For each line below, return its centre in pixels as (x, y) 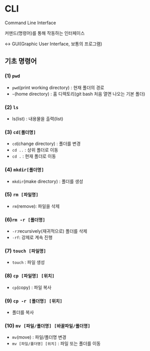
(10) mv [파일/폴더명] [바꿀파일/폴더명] (48, 325)
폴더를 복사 (23, 312)
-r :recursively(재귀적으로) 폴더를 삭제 (50, 231)
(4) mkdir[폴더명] (24, 170)
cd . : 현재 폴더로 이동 (34, 156)
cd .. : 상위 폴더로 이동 (35, 150)
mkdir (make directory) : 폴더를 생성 (48, 181)
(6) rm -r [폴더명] (25, 220)
